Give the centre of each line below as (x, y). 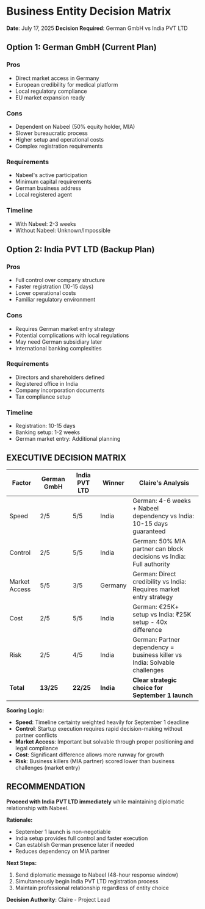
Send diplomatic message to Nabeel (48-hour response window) (97, 875)
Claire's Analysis (164, 482)
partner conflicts (36, 735)
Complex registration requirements (59, 146)
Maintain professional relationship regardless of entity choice (92, 888)
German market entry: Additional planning (68, 439)
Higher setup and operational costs (59, 139)
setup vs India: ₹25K (162, 614)
